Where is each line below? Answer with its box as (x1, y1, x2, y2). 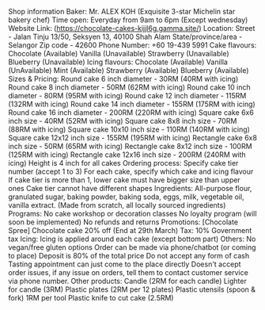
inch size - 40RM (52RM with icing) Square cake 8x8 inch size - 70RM (8, 117, 237, 125)
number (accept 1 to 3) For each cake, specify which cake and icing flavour (8, 166, 254, 176)
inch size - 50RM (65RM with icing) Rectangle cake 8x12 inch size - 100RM (8, 142, 252, 151)
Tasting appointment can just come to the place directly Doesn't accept (8, 259, 241, 269)
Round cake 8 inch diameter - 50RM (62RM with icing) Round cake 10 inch (8, 82, 251, 92)
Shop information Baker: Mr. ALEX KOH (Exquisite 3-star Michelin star (8, 7, 236, 16)
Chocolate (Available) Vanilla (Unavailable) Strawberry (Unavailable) (8, 49, 229, 58)
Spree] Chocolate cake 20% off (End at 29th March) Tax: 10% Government (8, 226, 252, 235)
